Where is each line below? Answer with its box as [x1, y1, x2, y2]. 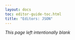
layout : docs [5, 7, 31, 12]
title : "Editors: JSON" [5, 16, 53, 21]
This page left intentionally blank [5, 30, 71, 36]
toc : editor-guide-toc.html [5, 12, 62, 17]
